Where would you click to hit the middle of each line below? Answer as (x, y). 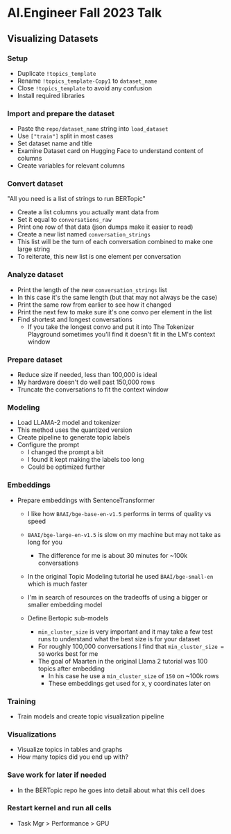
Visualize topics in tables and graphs (70, 750)
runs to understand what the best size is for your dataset (119, 639)
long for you (45, 542)
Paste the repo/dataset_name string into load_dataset (93, 129)
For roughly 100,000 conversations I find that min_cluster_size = (131, 646)
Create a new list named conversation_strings (84, 234)
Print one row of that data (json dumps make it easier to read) (105, 227)
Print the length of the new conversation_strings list (92, 289)
